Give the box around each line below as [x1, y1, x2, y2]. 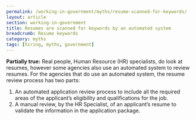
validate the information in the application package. [14, 107, 141, 114]
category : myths [6, 36, 46, 42]
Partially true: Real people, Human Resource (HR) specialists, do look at [6, 57, 183, 65]
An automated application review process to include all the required [14, 88, 181, 95]
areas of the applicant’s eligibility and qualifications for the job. [14, 94, 168, 101]
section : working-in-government [6, 20, 86, 25]
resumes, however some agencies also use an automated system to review [6, 64, 190, 71]
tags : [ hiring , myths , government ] [6, 42, 94, 48]
